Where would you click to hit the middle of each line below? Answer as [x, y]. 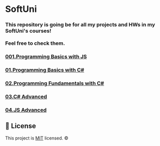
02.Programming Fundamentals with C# [55, 83]
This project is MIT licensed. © [37, 138]
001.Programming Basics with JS [46, 57]
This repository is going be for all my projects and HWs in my [80, 25]
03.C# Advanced [26, 96]
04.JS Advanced [26, 110]
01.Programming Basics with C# [45, 70]
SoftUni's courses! [28, 31]
